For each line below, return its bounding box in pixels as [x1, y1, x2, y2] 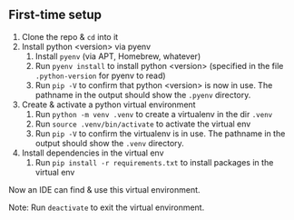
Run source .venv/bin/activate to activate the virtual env [34, 118, 251, 129]
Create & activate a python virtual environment [21, 99, 196, 110]
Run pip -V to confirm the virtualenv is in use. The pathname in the [34, 127, 286, 139]
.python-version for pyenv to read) [34, 70, 166, 81]
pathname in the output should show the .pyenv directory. [34, 89, 251, 100]
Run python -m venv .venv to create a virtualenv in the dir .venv [34, 108, 273, 119]
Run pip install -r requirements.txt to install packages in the [34, 156, 274, 167]
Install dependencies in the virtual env [21, 147, 164, 158]
